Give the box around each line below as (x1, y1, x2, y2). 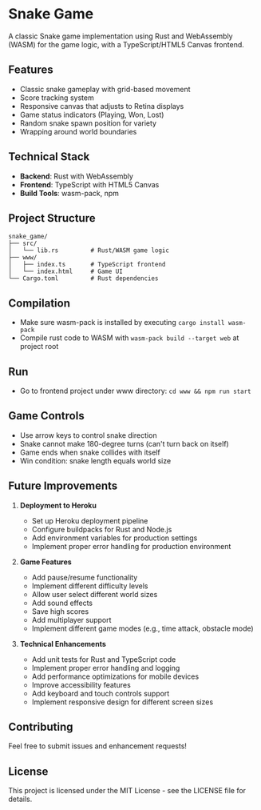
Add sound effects (31, 598, 93, 607)
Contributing (8, 720, 73, 734)
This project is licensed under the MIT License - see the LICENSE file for (8, 786, 246, 796)
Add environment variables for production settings (31, 533, 198, 543)
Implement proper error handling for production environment (31, 541, 231, 551)
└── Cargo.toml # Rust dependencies (8, 275, 159, 283)
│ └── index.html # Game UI (8, 267, 124, 276)
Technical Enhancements (19, 639, 106, 648)
